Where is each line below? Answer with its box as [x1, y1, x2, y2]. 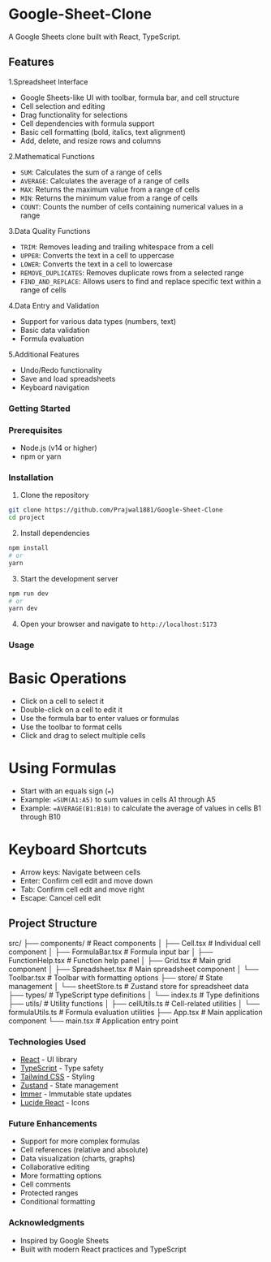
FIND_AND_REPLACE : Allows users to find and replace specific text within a [19, 276, 261, 286]
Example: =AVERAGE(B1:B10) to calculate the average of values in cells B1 [19, 803, 262, 813]
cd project [8, 513, 45, 522]
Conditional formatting [19, 1197, 96, 1207]
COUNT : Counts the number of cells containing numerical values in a [19, 201, 243, 211]
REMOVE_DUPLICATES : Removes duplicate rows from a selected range [19, 267, 244, 277]
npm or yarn [19, 452, 62, 461]
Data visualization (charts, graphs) [19, 1154, 135, 1164]
